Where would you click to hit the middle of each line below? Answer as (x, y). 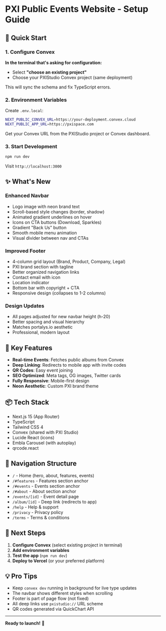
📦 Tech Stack (27, 402)
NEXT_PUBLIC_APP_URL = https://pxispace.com (49, 125)
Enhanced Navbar (27, 196)
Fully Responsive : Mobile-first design (51, 381)
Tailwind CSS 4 (28, 427)
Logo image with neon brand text (46, 207)
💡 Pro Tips (21, 576)
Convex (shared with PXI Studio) (45, 432)
